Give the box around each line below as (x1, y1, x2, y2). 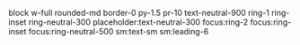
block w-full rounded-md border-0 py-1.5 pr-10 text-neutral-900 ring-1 (8, 8, 270, 18)
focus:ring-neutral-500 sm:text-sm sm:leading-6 (28, 26, 209, 36)
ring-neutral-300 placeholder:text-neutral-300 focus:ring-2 (28, 17, 249, 27)
